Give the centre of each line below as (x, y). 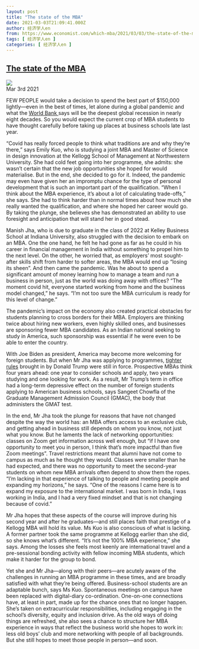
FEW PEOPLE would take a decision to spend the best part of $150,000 (93, 100)
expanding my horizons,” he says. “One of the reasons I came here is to (94, 485)
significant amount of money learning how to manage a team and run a (93, 274)
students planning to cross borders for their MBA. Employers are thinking (95, 317)
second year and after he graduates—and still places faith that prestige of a (98, 521)
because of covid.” (29, 503)
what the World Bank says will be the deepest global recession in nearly (94, 113)
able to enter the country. (37, 342)
